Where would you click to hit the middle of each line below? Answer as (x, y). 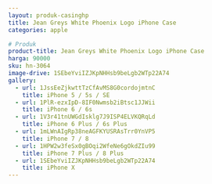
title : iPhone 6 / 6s (57, 110)
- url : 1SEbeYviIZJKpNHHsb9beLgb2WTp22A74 (85, 161)
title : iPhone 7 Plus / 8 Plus (73, 153)
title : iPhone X (49, 168)
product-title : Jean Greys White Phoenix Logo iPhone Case (106, 52)
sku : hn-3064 (29, 66)
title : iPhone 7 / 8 (56, 139)
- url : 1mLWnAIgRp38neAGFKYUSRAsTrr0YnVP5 (85, 132)
